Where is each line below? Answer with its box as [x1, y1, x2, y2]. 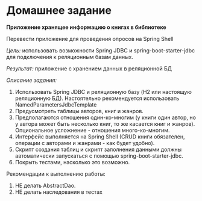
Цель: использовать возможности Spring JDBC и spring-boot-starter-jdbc [6, 46, 195, 54]
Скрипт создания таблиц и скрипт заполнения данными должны [14, 146, 182, 153]
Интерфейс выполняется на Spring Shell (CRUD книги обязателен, [14, 133, 185, 140]
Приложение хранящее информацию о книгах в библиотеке [6, 23, 167, 31]
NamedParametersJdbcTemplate [14, 100, 97, 108]
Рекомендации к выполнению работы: [6, 170, 106, 178]
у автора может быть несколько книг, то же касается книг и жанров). [14, 120, 195, 127]
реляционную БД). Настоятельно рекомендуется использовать [14, 94, 180, 102]
